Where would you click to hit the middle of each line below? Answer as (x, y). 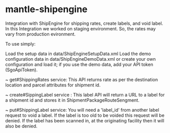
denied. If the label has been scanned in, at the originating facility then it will (85, 120)
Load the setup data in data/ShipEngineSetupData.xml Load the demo (78, 54)
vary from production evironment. (41, 34)
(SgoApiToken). (22, 70)
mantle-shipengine (46, 9)
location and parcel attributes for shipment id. (53, 85)
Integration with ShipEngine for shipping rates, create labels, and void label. (84, 23)
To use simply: (21, 43)
